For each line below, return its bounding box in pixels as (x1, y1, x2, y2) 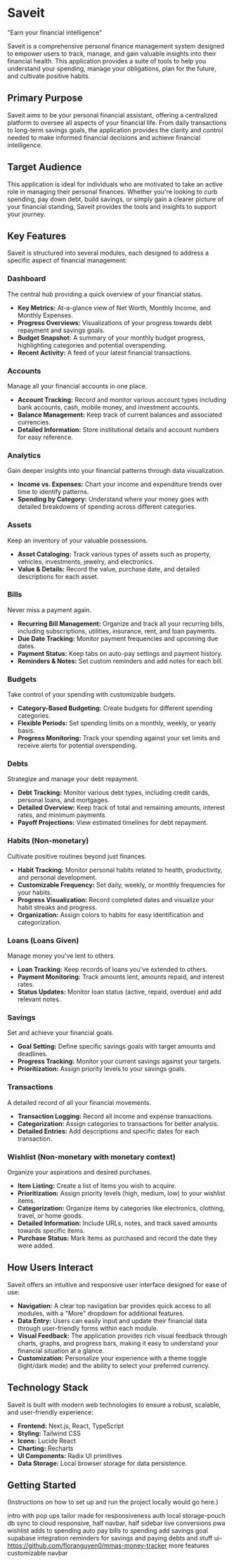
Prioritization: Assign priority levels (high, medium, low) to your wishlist (17, 1189, 226, 1197)
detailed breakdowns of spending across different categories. (17, 502, 197, 511)
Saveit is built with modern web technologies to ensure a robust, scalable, (7, 1400, 221, 1409)
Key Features (7, 230, 67, 242)
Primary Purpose (7, 92, 83, 104)
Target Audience (7, 161, 82, 173)
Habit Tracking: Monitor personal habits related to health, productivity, (17, 866, 223, 874)
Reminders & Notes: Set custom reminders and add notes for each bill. (17, 657, 223, 665)
